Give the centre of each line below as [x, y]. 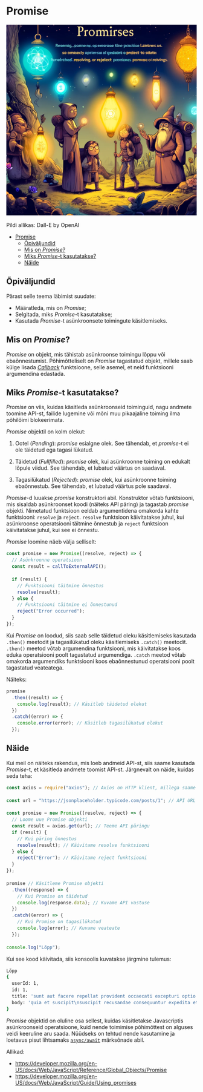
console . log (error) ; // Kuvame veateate [69, 928]
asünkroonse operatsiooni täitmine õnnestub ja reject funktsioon [88, 524]
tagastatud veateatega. [35, 668]
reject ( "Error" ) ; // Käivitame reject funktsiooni [82, 858]
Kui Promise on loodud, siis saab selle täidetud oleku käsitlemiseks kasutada [101, 635]
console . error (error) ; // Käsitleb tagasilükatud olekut [90, 723]
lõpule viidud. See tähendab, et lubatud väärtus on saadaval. [90, 468]
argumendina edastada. [36, 373]
